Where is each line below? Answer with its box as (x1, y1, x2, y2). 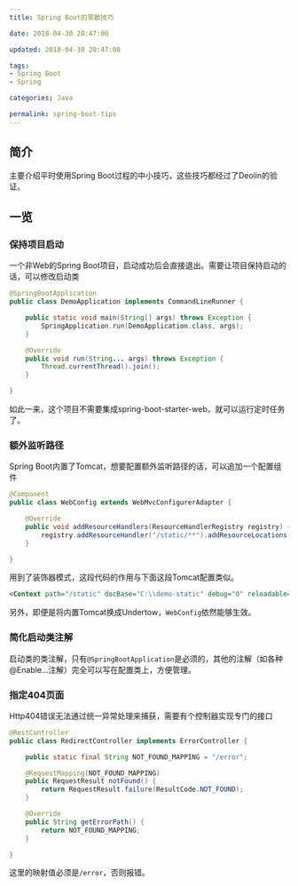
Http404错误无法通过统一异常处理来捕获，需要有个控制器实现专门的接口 (9, 710, 273, 721)
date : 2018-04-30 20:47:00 (9, 28, 109, 38)
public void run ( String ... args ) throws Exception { (25, 354, 224, 363)
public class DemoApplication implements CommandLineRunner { (9, 297, 244, 306)
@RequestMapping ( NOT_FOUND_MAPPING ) (25, 769, 161, 778)
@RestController (9, 728, 69, 737)
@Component (9, 490, 50, 499)
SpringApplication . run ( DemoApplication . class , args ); (41, 321, 244, 330)
